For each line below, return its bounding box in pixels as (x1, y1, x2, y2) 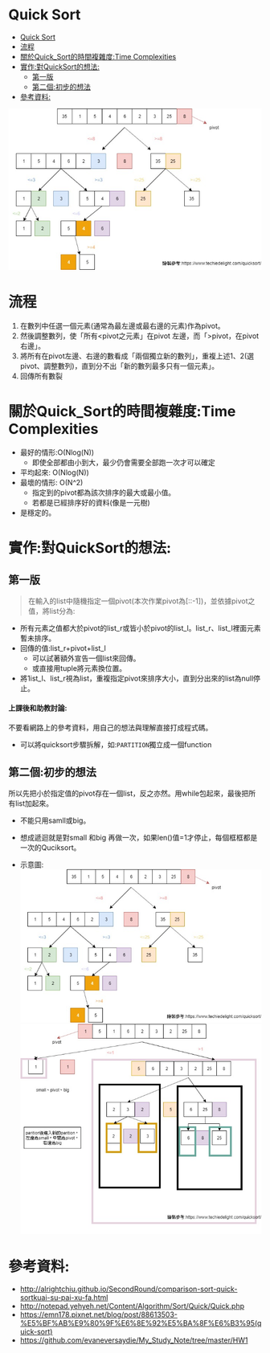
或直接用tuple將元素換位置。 (31, 663, 127, 672)
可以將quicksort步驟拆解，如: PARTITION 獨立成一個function (19, 739, 212, 749)
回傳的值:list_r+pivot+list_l (19, 643, 106, 652)
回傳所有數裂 (19, 371, 63, 381)
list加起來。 (14, 798, 54, 808)
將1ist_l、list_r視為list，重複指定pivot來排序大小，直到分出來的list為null (19, 673, 254, 683)
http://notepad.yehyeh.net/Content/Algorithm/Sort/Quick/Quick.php (19, 1302, 245, 1311)
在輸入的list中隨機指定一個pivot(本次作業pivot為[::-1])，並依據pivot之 (27, 596, 256, 606)
